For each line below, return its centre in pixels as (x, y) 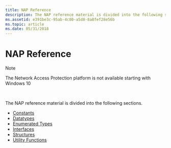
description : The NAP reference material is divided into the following (84, 15)
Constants (23, 113)
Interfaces (23, 129)
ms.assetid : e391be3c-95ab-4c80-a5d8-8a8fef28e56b (60, 19)
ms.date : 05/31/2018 (27, 29)
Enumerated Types (32, 124)
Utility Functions (30, 140)
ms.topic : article (25, 24)
